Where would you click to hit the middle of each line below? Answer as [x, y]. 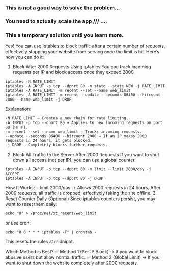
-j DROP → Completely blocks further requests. [57, 145]
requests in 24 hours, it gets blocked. [49, 141]
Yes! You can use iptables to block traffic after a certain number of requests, [85, 46]
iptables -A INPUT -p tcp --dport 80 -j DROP [54, 178]
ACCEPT [12, 174]
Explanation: [18, 109]
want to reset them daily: [31, 204]
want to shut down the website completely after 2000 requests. [72, 263]
